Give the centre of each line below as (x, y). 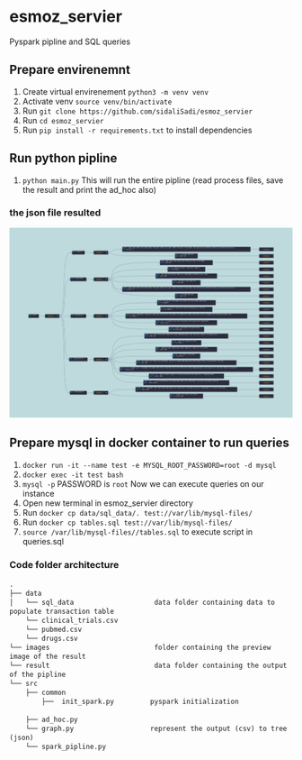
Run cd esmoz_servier (63, 120)
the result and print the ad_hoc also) (89, 189)
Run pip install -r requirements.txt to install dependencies (137, 130)
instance (38, 493)
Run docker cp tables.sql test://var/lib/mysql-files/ (127, 522)
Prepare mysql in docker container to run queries (149, 443)
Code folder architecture (64, 564)
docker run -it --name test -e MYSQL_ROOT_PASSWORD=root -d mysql (149, 465)
